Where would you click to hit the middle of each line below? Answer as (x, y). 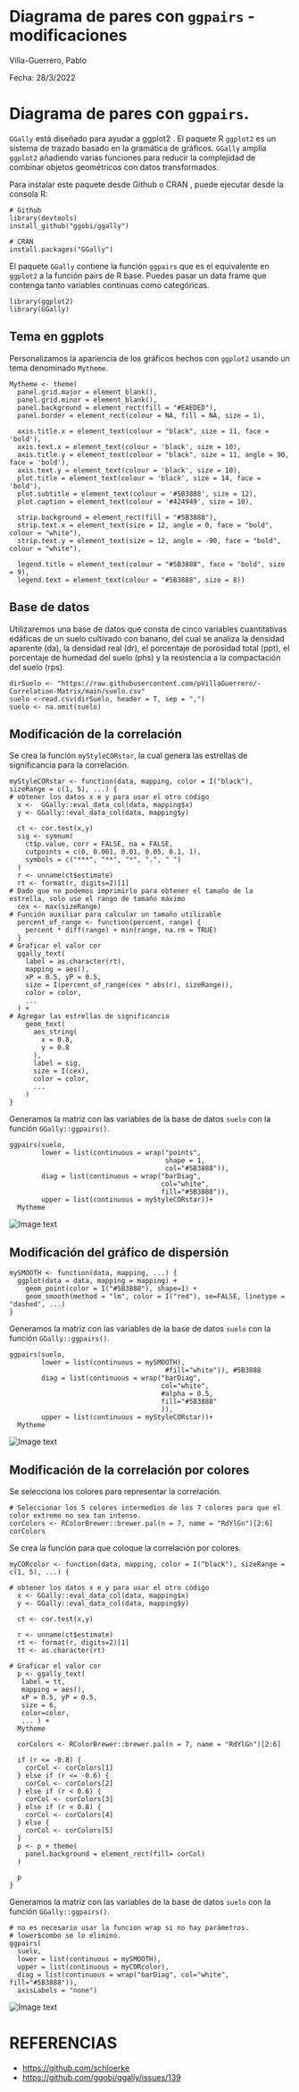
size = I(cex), (61, 1071)
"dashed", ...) (37, 1305)
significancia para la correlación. (69, 765)
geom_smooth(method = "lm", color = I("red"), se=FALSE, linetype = (155, 1297)
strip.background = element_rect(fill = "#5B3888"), (117, 517)
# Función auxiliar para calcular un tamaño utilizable (115, 914)
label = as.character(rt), (75, 962)
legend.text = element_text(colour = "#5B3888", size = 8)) (131, 580)
